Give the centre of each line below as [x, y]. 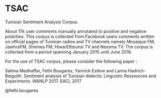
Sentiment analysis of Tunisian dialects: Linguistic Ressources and [90, 76]
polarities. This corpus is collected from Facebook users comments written [80, 36]
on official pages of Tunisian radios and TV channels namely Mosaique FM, [80, 41]
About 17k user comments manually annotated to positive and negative [76, 31]
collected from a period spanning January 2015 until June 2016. [69, 52]
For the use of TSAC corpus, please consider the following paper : [71, 61]
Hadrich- [137, 70]
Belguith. [14, 76]
